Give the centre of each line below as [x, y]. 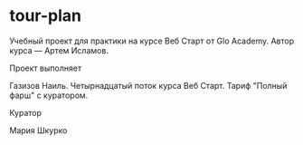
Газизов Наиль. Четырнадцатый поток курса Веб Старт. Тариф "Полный [148, 85]
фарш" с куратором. [49, 95]
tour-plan [45, 16]
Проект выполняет [46, 68]
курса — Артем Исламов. [59, 50]
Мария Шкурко [38, 130]
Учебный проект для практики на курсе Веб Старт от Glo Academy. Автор [152, 41]
